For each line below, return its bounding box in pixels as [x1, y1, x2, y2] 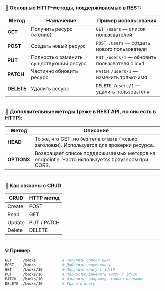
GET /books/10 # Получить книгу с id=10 [5, 267, 115, 272]
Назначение [46, 17, 76, 24]
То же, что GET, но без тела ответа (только [34, 135, 137, 142]
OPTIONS [7, 156, 30, 162]
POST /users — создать [96, 39, 151, 46]
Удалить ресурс [31, 85, 70, 92]
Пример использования [97, 17, 157, 24]
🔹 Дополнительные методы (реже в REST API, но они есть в [5, 108, 156, 115]
